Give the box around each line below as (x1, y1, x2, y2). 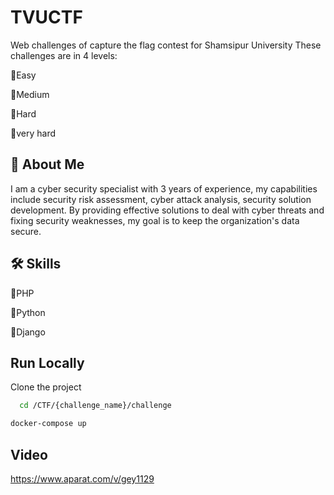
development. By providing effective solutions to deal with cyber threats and (10, 204, 325, 216)
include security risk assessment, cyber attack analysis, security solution (10, 193, 312, 205)
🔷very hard (10, 127, 56, 139)
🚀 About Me (10, 156, 85, 173)
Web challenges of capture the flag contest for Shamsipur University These (10, 39, 322, 51)
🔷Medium (10, 88, 50, 100)
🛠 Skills (10, 256, 62, 273)
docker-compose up (10, 419, 87, 429)
